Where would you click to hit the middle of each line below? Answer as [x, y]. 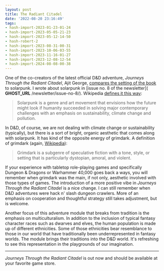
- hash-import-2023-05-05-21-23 [38, 32]
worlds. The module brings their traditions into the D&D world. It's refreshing [82, 239]
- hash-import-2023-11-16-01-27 [38, 55]
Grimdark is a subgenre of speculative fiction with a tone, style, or [83, 153]
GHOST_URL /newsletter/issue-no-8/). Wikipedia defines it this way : [74, 94]
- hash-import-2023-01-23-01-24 [38, 28]
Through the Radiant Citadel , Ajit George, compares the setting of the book [81, 83]
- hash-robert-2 [21, 41]
